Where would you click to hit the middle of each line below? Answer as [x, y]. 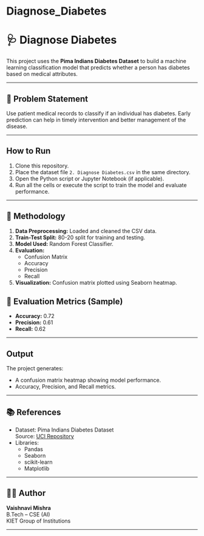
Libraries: [27, 443]
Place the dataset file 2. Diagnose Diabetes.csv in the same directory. [103, 172]
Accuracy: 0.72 [35, 316]
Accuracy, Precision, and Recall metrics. [66, 387]
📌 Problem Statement [47, 99]
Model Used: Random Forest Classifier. [64, 243]
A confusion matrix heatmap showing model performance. [88, 380]
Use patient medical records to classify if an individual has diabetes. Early [99, 113]
